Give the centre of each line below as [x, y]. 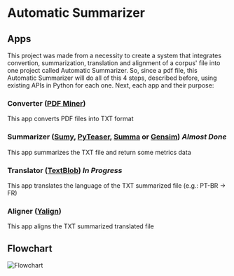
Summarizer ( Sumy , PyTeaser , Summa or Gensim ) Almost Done [117, 137]
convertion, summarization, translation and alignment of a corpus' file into [114, 63]
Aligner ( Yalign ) [34, 211]
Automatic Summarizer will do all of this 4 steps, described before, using [112, 78]
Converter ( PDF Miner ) [47, 103]
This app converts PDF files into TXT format [70, 119]
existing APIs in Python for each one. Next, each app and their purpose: [111, 85]
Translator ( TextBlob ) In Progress [65, 170]
